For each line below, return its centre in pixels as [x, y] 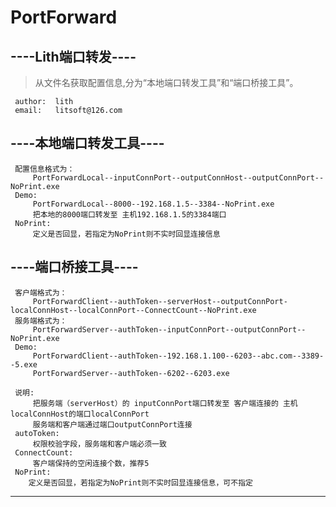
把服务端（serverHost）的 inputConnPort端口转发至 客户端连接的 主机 [165, 403]
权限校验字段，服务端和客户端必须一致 [99, 444]
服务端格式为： [41, 321]
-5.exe [24, 364]
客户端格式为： [41, 292]
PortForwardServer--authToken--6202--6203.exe [131, 373]
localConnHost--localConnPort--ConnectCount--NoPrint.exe [133, 310]
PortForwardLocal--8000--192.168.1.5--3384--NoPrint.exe [153, 204]
